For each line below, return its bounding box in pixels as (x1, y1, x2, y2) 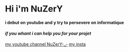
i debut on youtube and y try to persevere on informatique (5, 19, 124, 25)
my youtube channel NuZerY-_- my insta (5, 41, 86, 47)
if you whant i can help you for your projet (5, 30, 91, 37)
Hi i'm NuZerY (5, 3, 63, 14)
